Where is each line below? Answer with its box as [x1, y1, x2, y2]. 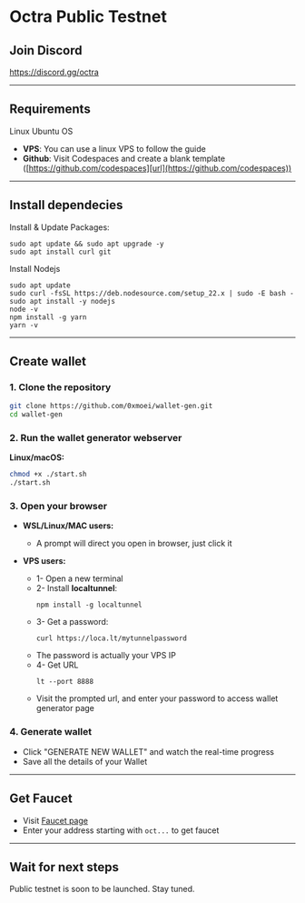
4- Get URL [35, 659, 79, 670]
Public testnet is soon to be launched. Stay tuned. [9, 884, 195, 895]
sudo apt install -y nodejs [9, 296, 116, 306]
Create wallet [9, 354, 87, 369]
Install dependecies [9, 197, 123, 213]
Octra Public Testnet [9, 6, 168, 27]
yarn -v [9, 320, 39, 329]
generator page [35, 703, 95, 714]
